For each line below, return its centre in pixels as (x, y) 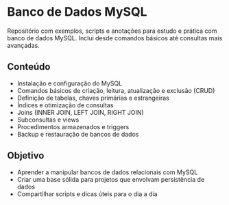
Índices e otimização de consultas (65, 105)
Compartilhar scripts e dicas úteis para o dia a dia (87, 194)
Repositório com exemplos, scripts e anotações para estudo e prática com (112, 31)
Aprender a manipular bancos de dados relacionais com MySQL (107, 172)
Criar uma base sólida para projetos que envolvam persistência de (111, 179)
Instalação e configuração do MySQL (70, 83)
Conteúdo (29, 67)
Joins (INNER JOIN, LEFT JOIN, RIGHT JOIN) (80, 112)
